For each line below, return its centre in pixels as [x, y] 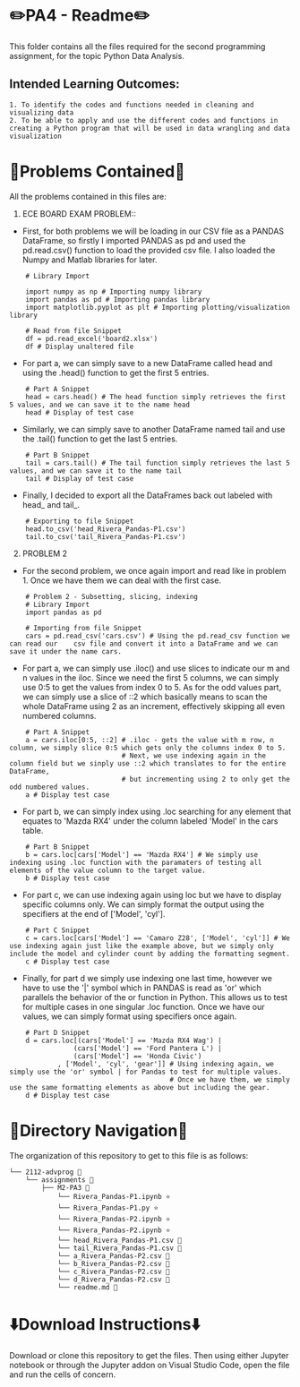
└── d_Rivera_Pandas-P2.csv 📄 [113, 1280]
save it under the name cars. [66, 651]
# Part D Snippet [58, 1032]
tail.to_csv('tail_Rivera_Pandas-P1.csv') [106, 536]
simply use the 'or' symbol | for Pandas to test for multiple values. [146, 1072]
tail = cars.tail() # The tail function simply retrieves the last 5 [158, 463]
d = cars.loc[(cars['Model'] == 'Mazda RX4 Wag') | [124, 1040]
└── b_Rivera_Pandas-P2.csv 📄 [113, 1263]
